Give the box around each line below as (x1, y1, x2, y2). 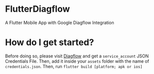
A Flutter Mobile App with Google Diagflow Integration (5, 20, 114, 25)
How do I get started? (5, 37, 94, 48)
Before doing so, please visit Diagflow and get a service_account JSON (5, 53, 149, 59)
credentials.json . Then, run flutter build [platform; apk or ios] (5, 63, 143, 69)
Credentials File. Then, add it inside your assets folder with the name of (5, 58, 150, 64)
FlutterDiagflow (5, 3, 70, 15)
